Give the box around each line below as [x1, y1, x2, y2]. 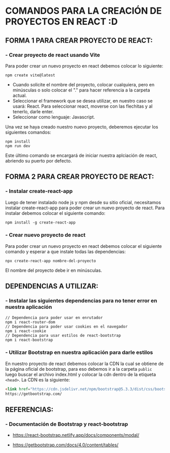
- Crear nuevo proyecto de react [5, 232, 86, 239]
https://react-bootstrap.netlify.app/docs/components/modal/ [12, 432, 140, 438]
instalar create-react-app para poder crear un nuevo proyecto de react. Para [5, 205, 165, 211]
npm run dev [5, 143, 30, 148]
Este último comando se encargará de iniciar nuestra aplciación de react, [5, 152, 158, 158]
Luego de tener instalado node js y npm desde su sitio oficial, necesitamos [5, 199, 161, 205]
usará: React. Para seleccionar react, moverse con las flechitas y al [12, 103, 153, 109]
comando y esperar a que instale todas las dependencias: [5, 248, 126, 254]
